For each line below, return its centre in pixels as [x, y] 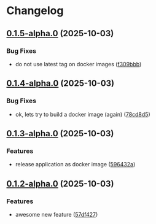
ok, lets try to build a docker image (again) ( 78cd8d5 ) [83, 114]
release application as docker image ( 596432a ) [75, 164]
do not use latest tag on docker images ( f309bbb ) [78, 64]
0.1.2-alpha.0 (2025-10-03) [60, 184]
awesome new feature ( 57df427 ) [57, 214]
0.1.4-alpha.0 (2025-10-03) [60, 83]
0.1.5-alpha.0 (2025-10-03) [60, 33]
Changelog [35, 11]
